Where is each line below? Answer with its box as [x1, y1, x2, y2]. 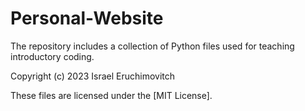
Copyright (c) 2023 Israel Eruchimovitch [10, 70, 176, 82]
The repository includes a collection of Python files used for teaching [10, 40, 295, 52]
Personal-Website [10, 7, 164, 30]
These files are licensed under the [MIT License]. [10, 89, 213, 101]
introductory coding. [10, 50, 95, 62]
